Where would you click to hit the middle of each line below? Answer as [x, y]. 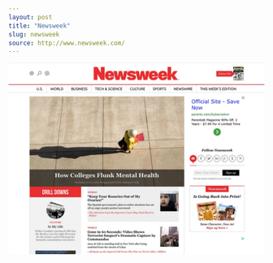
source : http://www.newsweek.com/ [67, 43]
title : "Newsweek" [39, 26]
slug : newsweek [34, 34]
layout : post [30, 17]
